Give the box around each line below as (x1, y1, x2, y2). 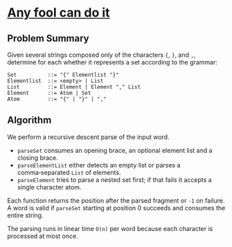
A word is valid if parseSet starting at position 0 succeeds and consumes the (7, 203, 226, 212)
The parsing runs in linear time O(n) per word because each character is (7, 224, 213, 232)
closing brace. (17, 154, 59, 162)
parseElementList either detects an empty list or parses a (17, 161, 181, 169)
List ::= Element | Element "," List (7, 84, 141, 91)
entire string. (7, 211, 44, 219)
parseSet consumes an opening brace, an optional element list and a (17, 146, 213, 154)
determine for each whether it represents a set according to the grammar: (7, 58, 218, 66)
